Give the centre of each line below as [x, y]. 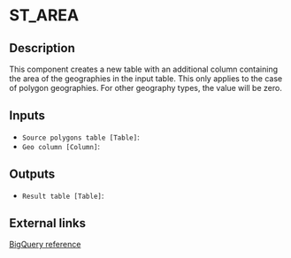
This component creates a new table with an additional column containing [144, 69]
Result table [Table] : [63, 195]
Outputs [32, 175]
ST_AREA [44, 15]
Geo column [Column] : [61, 146]
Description [42, 48]
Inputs [27, 116]
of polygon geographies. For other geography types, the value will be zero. [146, 88]
